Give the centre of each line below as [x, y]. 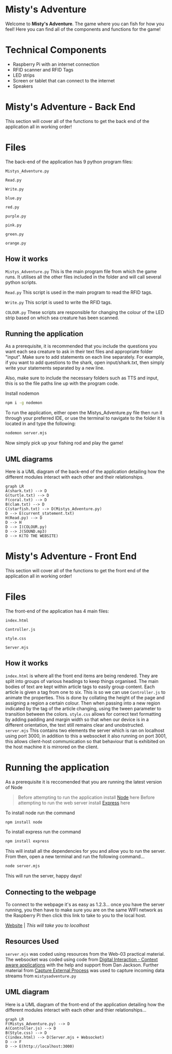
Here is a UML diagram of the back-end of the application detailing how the [85, 471]
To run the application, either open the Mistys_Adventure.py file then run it [84, 413]
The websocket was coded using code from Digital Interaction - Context [82, 959]
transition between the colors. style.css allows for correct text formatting [83, 714]
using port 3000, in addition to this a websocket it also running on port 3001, [86, 736]
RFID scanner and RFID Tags [43, 69]
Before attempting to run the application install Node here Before [86, 797]
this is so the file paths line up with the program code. [62, 383]
